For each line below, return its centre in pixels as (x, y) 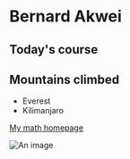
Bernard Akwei (66, 17)
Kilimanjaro (43, 111)
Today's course (54, 50)
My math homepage (46, 128)
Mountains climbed (64, 79)
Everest (36, 101)
